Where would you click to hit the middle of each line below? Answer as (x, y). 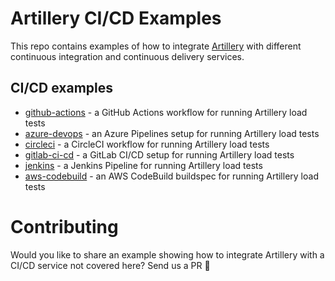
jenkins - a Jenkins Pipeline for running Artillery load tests (143, 165)
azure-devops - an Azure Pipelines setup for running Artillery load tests (172, 133)
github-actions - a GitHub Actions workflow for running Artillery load (166, 112)
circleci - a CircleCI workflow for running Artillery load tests (147, 144)
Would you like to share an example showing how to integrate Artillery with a (167, 254)
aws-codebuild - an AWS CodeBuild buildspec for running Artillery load (171, 176)
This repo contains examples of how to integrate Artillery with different (156, 46)
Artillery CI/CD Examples (116, 18)
